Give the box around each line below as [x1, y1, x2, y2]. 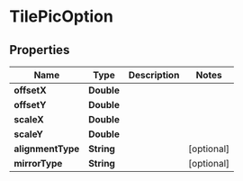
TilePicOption [9, 6, 114, 27]
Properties [9, 42, 70, 58]
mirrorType [13, 158, 63, 169]
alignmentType [13, 142, 80, 155]
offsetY [13, 99, 47, 111]
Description [128, 69, 180, 81]
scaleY [13, 128, 43, 140]
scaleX [13, 113, 45, 125]
